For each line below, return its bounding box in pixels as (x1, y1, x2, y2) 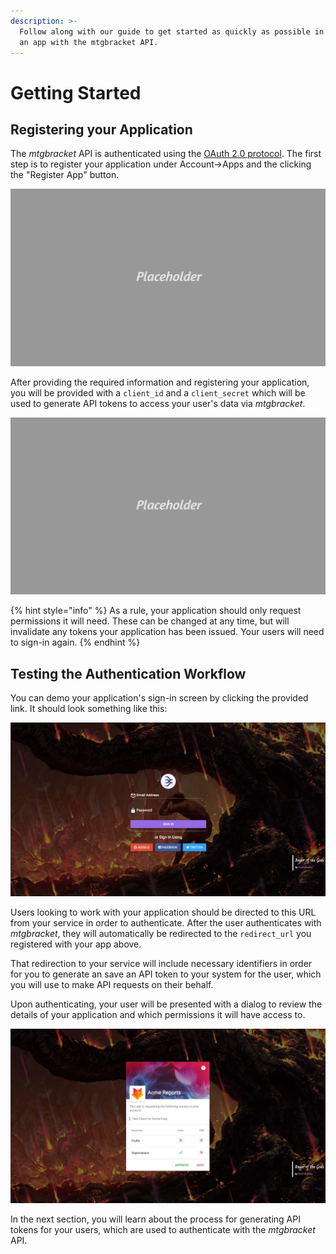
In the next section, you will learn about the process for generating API (10, 1213, 301, 1225)
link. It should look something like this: (10, 703, 168, 715)
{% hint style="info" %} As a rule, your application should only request (10, 605, 302, 617)
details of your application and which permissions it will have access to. (10, 1009, 306, 1021)
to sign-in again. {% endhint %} (10, 636, 141, 649)
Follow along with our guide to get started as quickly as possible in (19, 26, 325, 37)
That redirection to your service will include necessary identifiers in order (10, 958, 313, 970)
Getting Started (10, 81, 142, 104)
